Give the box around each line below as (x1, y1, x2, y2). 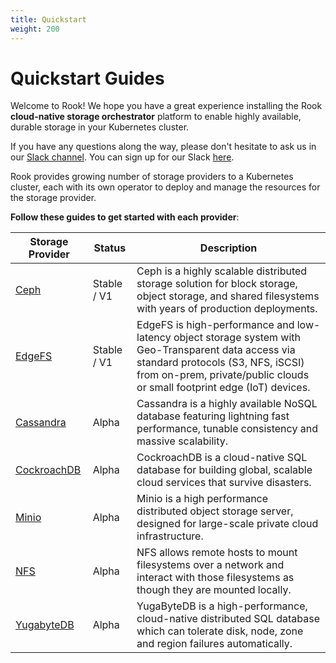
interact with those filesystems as (136, 571, 295, 585)
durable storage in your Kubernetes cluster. (10, 121, 190, 133)
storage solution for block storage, (136, 277, 298, 291)
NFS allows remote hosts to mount (136, 546, 298, 560)
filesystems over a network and (136, 558, 285, 572)
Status (93, 241, 127, 255)
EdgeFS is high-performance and (136, 318, 295, 332)
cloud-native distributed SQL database (136, 612, 320, 626)
